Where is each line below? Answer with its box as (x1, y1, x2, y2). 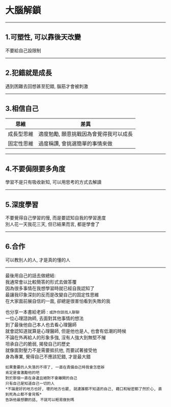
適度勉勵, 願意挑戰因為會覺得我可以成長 (38, 131, 133, 138)
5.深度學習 (5, 200, 39, 209)
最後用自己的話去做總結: (5, 272, 56, 278)
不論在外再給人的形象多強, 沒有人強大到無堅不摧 (5, 334, 106, 340)
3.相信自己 (5, 104, 39, 113)
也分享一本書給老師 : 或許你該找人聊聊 (5, 308, 80, 315)
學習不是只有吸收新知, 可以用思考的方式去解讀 (5, 179, 102, 185)
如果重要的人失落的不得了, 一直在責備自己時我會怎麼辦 (5, 365, 105, 370)
